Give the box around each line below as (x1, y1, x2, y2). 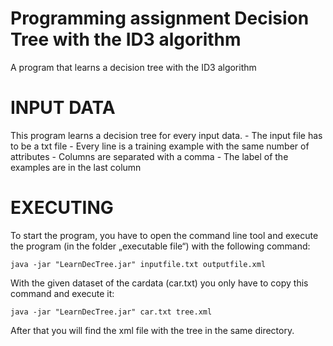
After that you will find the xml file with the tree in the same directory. (10, 324, 295, 336)
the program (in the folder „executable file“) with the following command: (10, 240, 311, 252)
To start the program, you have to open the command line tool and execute (10, 229, 319, 241)
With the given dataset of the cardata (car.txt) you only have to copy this (10, 277, 309, 289)
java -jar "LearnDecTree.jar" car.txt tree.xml (10, 307, 213, 317)
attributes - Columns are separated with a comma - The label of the (10, 150, 289, 162)
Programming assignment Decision (10, 7, 310, 30)
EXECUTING (10, 197, 114, 219)
